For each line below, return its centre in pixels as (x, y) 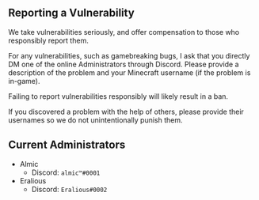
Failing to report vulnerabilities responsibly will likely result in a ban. (118, 96)
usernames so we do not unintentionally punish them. (95, 120)
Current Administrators (67, 145)
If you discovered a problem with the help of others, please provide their (126, 111)
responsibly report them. (48, 40)
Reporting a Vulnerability (71, 13)
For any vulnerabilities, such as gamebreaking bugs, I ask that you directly (129, 55)
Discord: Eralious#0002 (69, 189)
